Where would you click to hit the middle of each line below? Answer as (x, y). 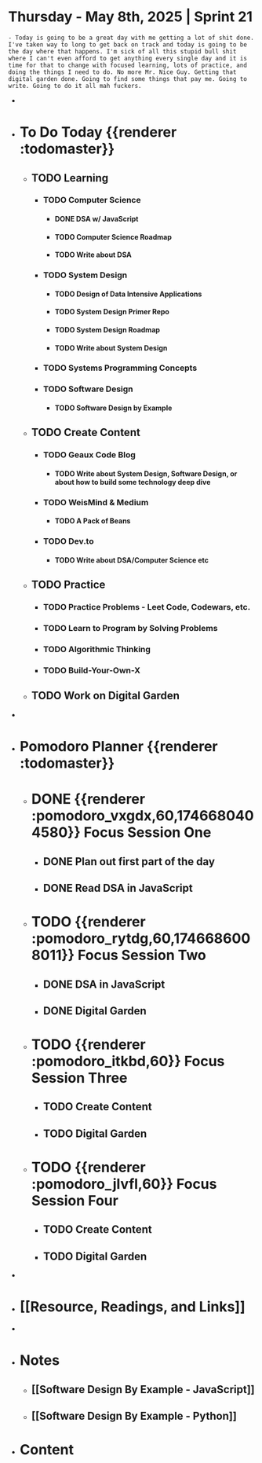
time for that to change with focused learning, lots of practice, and (127, 65)
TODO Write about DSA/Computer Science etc (132, 560)
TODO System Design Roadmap (107, 329)
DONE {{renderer (88, 799)
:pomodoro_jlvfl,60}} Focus (124, 1184)
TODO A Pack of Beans (93, 521)
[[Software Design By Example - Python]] (134, 1416)
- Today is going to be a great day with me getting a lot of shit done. (131, 38)
